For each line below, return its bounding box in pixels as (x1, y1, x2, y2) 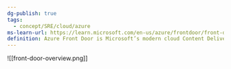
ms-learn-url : (7, 29, 48, 36)
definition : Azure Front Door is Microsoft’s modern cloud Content (7, 36, 205, 42)
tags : (7, 16, 23, 23)
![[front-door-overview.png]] (7, 54, 88, 62)
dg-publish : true (7, 10, 57, 17)
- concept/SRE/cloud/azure (13, 23, 91, 29)
